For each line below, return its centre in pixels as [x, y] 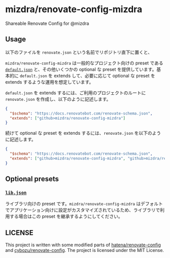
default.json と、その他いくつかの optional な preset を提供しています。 [81, 69]
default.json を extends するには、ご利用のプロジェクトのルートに [76, 93]
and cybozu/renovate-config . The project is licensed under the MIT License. [85, 250]
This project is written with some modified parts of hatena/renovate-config [83, 245]
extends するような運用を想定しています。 [49, 82]
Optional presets [32, 179]
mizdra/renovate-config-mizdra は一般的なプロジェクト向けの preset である [84, 63]
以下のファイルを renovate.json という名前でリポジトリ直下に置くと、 [79, 52]
